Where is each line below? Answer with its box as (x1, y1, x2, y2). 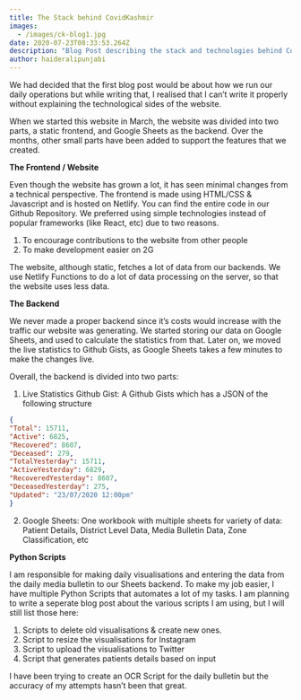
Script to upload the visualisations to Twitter (21, 643, 185, 654)
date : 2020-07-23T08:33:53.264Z (9, 38, 130, 48)
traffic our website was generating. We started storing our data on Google (9, 325, 282, 336)
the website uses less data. (9, 281, 110, 292)
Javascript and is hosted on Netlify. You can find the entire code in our (9, 198, 270, 209)
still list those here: (9, 607, 79, 617)
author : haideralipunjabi (9, 55, 106, 64)
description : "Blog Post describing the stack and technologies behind (9, 47, 282, 56)
